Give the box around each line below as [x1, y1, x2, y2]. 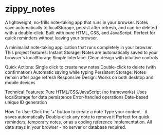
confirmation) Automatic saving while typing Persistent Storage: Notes [5, 69, 146, 75]
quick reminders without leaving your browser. [5, 35, 98, 41]
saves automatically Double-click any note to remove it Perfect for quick [5, 114, 150, 119]
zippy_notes [5, 3, 55, 15]
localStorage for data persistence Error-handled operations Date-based [5, 94, 148, 100]
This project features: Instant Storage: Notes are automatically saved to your [5, 50, 158, 55]
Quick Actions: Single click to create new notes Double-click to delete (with [5, 64, 156, 70]
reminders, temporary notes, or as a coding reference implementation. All [5, 119, 152, 125]
